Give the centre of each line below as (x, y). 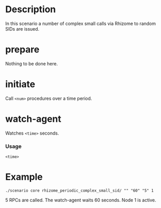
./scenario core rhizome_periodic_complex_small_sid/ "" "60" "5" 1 (79, 190)
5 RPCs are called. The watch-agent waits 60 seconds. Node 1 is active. (81, 200)
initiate (20, 84)
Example (24, 177)
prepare (22, 50)
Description (31, 9)
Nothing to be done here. (32, 63)
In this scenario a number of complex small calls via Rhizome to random (81, 23)
